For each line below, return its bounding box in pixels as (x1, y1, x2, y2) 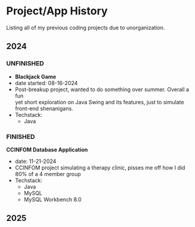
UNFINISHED (6, 59, 44, 68)
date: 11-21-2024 (14, 158, 57, 165)
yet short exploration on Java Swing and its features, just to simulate (14, 98, 184, 105)
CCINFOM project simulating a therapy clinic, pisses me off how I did (14, 164, 185, 171)
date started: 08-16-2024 (14, 79, 78, 86)
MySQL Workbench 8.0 (23, 196, 82, 203)
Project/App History (6, 4, 108, 18)
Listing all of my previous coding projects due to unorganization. (6, 24, 165, 31)
